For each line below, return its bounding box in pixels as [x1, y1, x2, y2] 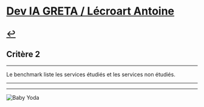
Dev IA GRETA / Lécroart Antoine [6, 4, 175, 18]
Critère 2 [6, 49, 41, 59]
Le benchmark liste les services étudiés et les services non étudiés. [6, 71, 176, 78]
